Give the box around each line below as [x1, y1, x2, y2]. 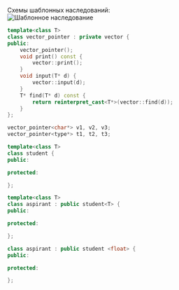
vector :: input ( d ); [32, 79, 86, 86]
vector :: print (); [32, 60, 83, 67]
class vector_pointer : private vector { [7, 33, 130, 41]
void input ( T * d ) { [20, 73, 77, 80]
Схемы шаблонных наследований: [7, 6, 110, 14]
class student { [7, 150, 55, 157]
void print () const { [20, 53, 83, 60]
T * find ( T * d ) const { [20, 92, 86, 99]
